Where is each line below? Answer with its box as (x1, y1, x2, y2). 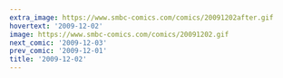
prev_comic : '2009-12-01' (9, 47, 107, 56)
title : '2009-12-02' (9, 55, 88, 64)
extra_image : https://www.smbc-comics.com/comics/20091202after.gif (9, 13, 274, 22)
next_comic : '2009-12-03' (9, 38, 107, 48)
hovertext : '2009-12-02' (9, 22, 103, 30)
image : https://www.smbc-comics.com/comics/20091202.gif (9, 30, 229, 39)
